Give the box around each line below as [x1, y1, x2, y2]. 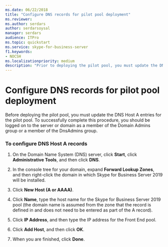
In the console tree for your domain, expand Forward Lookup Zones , [12, 166, 154, 172]
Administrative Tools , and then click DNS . [12, 157, 100, 163]
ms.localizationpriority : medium [5, 58, 75, 63]
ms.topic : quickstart [5, 40, 50, 45]
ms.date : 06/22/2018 [5, 7, 48, 12]
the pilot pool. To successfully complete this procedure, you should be [5, 117, 150, 123]
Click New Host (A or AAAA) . [12, 187, 74, 193]
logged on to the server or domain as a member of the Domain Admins [5, 122, 151, 128]
